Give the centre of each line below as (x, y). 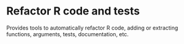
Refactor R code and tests (73, 11)
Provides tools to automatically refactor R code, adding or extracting (92, 28)
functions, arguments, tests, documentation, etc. (68, 34)
